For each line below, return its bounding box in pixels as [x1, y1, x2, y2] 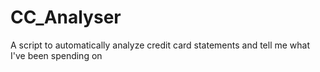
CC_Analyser [10, 6, 122, 29]
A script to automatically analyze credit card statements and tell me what [10, 39, 311, 51]
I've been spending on [10, 49, 103, 61]
